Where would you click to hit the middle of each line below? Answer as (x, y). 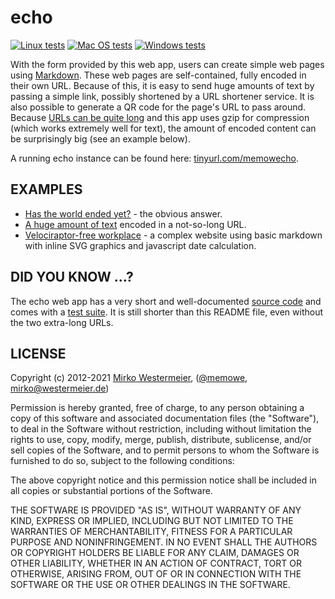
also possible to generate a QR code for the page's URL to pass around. (158, 107)
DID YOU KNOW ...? (72, 277)
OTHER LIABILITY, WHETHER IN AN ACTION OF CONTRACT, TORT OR (156, 563)
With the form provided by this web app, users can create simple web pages (167, 64)
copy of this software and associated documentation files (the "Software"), (165, 418)
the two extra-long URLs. (62, 322)
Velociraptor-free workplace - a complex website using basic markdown (173, 235)
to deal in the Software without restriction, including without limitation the (161, 429)
